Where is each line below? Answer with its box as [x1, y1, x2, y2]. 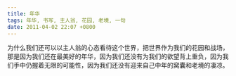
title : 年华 [7, 10, 40, 18]
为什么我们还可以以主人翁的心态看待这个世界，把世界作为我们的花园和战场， [7, 44, 229, 52]
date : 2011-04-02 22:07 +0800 [7, 23, 96, 30]
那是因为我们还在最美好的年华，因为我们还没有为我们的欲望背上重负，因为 [7, 52, 223, 61]
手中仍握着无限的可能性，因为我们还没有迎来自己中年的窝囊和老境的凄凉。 [13, 61, 229, 70]
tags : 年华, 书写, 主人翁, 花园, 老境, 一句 [7, 17, 126, 24]
